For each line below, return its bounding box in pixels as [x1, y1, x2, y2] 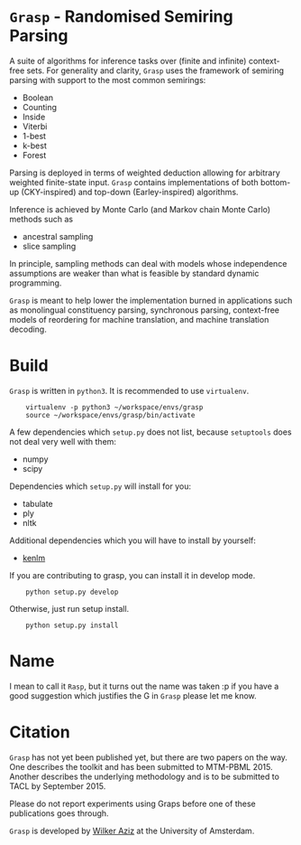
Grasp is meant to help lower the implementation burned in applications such [9, 295, 293, 305]
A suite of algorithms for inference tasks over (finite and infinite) [9, 55, 247, 66]
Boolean [22, 92, 54, 103]
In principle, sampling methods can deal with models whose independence [9, 258, 287, 268]
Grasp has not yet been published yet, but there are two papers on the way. [9, 752, 288, 763]
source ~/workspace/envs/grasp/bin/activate [25, 410, 196, 419]
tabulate [22, 498, 54, 509]
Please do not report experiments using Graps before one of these [9, 798, 256, 809]
